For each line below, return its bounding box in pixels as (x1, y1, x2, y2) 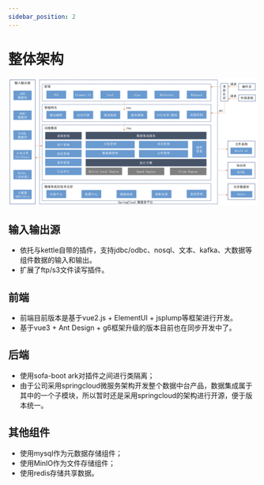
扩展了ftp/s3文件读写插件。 (19, 265, 109, 275)
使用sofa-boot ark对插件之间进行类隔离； (19, 370, 155, 380)
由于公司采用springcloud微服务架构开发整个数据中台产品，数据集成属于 (19, 381, 253, 390)
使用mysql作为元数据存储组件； (19, 448, 123, 458)
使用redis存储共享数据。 (19, 468, 99, 478)
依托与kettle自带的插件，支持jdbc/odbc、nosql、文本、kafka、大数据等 (19, 245, 253, 255)
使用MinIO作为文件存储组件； (19, 458, 116, 468)
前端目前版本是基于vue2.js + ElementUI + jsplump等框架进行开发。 (19, 313, 238, 323)
